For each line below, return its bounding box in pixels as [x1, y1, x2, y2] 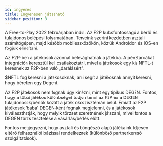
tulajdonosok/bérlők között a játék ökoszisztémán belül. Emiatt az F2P [5, 100, 146, 106]
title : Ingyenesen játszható [5, 12, 65, 17]
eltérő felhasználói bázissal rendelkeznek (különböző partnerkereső [5, 130, 142, 136]
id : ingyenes [5, 7, 32, 12]
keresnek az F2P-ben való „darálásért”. [5, 65, 84, 71]
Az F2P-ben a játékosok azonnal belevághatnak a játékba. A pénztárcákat [5, 55, 154, 61]
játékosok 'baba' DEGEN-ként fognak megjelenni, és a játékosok [5, 105, 136, 111]
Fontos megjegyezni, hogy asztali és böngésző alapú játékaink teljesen [5, 125, 149, 131]
